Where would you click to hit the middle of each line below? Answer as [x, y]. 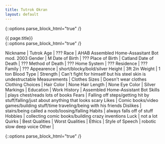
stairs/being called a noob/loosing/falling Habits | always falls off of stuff [79, 111]
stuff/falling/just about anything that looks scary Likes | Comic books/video [82, 100]
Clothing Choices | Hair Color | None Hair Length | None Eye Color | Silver [81, 84]
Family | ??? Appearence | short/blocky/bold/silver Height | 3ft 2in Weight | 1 [83, 69]
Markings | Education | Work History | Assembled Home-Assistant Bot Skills [82, 90]
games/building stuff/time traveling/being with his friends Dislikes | [73, 105]
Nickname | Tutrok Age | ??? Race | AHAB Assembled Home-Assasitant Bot [82, 53]
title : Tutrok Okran [27, 10]
